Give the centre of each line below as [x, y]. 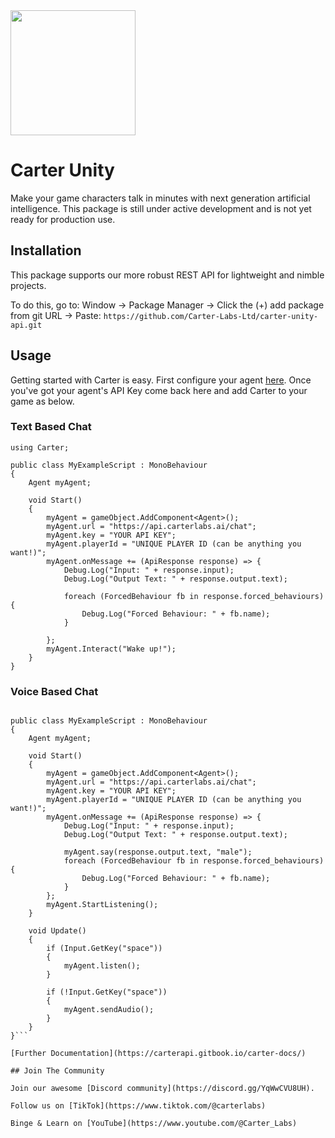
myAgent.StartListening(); [102, 905]
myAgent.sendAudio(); [109, 1010]
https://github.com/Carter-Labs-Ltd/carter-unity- [211, 316]
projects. [28, 285]
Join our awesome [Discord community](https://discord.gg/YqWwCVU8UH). [162, 1089]
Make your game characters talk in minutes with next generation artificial [160, 198]
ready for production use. [63, 219]
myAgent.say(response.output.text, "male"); [158, 852]
